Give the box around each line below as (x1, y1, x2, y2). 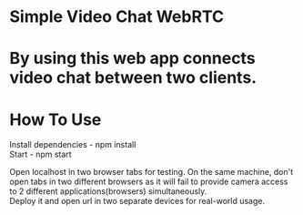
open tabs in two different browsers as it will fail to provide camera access (9, 176, 288, 188)
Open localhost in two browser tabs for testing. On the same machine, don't (9, 167, 294, 178)
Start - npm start (9, 148, 72, 160)
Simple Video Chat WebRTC (9, 6, 225, 27)
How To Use (9, 109, 102, 129)
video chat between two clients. (9, 67, 258, 88)
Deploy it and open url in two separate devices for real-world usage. (9, 196, 266, 207)
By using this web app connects (9, 48, 257, 69)
